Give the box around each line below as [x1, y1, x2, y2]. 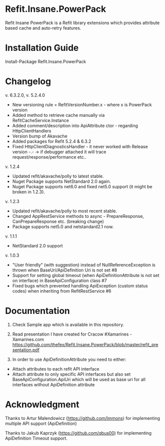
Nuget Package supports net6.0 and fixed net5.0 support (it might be [12, 183, 153, 189]
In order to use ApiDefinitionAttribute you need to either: [12, 356, 127, 362]
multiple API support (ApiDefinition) [5, 420, 77, 426]
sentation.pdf [12, 346, 40, 353]
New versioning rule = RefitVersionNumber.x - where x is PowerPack [12, 102, 152, 107]
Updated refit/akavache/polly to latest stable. [12, 173, 104, 179]
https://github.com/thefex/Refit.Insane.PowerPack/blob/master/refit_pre [12, 342, 159, 347]
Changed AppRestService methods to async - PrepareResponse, [12, 213, 144, 219]
